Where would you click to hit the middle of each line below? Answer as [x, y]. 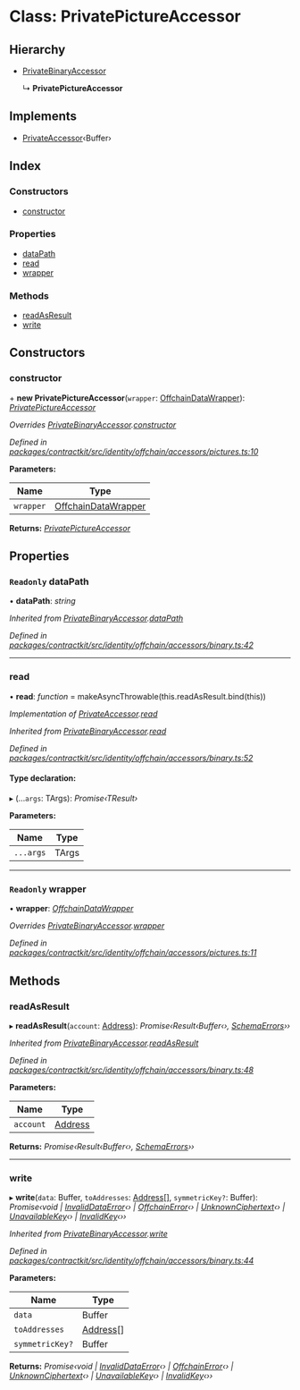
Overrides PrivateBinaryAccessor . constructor [93, 424]
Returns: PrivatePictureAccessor [70, 528]
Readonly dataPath [49, 581]
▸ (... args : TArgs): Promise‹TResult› [74, 798]
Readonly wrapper [48, 889]
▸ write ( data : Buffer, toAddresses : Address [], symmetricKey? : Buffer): [134, 1198]
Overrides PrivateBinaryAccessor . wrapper [87, 926]
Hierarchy [37, 50]
